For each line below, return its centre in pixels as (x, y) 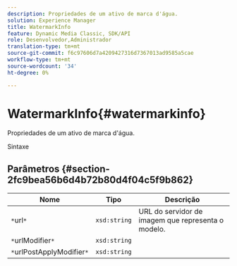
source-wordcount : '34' (42, 66)
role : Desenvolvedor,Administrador (60, 40)
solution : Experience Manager (52, 20)
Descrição (182, 200)
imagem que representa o (181, 220)
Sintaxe (18, 147)
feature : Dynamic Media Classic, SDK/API (69, 33)
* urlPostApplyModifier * (50, 252)
